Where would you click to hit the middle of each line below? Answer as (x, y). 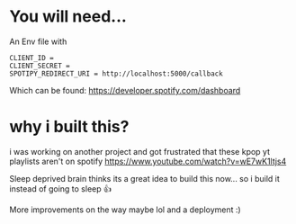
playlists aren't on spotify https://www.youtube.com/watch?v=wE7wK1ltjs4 (148, 161)
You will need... (68, 17)
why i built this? (69, 127)
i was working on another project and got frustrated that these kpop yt (140, 151)
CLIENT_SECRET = (40, 66)
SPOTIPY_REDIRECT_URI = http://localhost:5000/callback (116, 74)
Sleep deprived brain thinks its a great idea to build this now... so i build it (145, 178)
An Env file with (38, 41)
